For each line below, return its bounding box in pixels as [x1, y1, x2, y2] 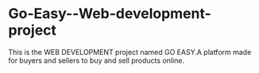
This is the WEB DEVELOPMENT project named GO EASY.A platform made [8, 47, 252, 57]
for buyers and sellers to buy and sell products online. [8, 56, 185, 65]
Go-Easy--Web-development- [8, 5, 212, 23]
